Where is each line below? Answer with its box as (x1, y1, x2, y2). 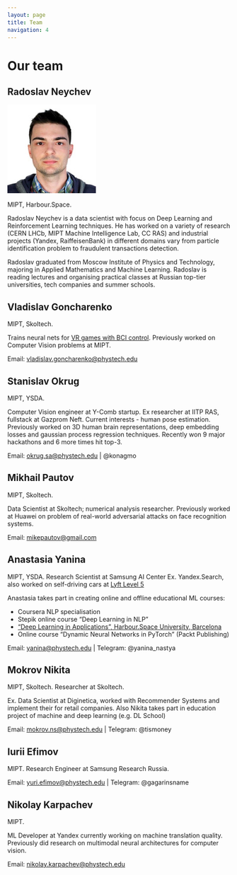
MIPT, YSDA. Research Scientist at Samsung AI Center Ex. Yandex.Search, (7, 572, 224, 581)
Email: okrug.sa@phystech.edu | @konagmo (7, 451, 137, 460)
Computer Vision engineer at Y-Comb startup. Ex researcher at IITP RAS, (7, 407, 219, 416)
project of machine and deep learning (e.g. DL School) (7, 712, 166, 720)
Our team (7, 57, 64, 74)
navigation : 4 (7, 26, 50, 33)
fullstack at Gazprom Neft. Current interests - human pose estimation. (7, 415, 211, 424)
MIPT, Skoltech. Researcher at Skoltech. (7, 683, 125, 691)
